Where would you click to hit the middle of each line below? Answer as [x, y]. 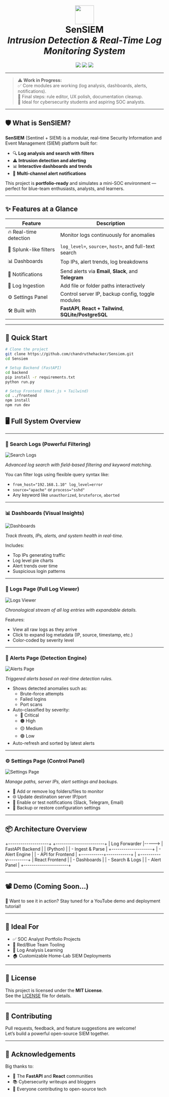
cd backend [17, 372]
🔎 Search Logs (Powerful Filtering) [48, 444]
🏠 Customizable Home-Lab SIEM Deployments [62, 955]
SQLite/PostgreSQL [84, 314]
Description [111, 223]
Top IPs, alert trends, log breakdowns [104, 262]
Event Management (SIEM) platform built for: [52, 143]
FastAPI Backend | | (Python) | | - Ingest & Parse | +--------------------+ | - [83, 849]
